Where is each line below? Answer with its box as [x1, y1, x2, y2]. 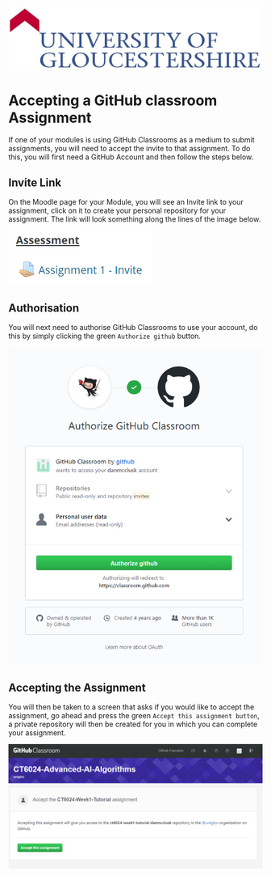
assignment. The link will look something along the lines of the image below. [8, 214, 261, 224]
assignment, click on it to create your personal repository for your [8, 205, 227, 216]
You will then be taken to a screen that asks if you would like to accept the [8, 702, 255, 712]
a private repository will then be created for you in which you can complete [8, 719, 258, 730]
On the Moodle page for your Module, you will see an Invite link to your [8, 197, 244, 207]
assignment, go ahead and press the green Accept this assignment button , [8, 711, 260, 721]
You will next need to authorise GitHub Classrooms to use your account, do [8, 323, 258, 332]
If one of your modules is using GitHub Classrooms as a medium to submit [8, 135, 255, 145]
